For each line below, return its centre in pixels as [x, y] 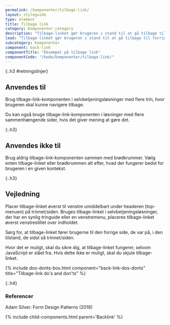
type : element [20, 19]
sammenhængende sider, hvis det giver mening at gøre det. [68, 120]
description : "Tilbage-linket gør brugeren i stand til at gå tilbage [81, 33]
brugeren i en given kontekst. [36, 168]
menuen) [15, 212]
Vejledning [23, 194]
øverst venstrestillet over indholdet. [42, 222]
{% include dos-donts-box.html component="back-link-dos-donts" [75, 268]
